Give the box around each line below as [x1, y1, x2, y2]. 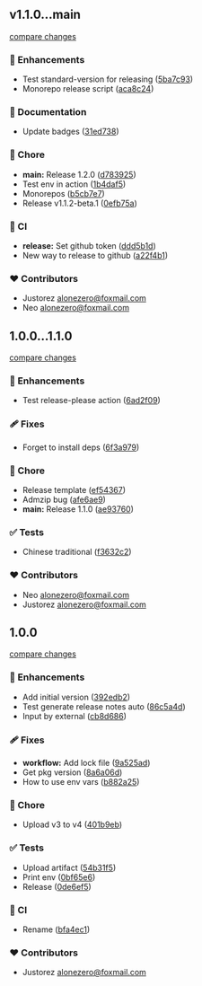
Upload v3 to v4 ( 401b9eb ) [22, 819, 123, 830]
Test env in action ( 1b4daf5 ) [22, 179, 127, 189]
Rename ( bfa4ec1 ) [22, 924, 91, 935]
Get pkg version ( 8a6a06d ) [22, 767, 123, 778]
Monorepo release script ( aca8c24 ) [22, 84, 154, 94]
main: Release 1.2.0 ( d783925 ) [22, 169, 136, 180]
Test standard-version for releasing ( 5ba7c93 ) [22, 74, 194, 84]
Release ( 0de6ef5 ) [22, 881, 92, 892]
